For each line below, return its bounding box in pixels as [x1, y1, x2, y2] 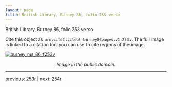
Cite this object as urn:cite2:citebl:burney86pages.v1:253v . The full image [5, 36, 164, 42]
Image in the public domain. [56, 61, 116, 67]
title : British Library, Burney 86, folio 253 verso [5, 12, 120, 17]
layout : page [5, 7, 33, 13]
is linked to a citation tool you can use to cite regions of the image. [5, 41, 145, 47]
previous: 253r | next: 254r [5, 76, 62, 82]
